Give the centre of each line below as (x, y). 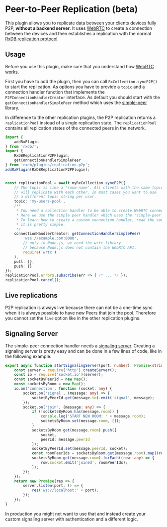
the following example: (28, 356)
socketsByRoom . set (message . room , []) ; (81, 421)
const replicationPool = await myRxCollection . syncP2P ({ (65, 183)
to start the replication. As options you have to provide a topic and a (75, 87)
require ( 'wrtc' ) (40, 252)
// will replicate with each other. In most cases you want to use (85, 192)
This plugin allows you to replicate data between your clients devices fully (81, 23)
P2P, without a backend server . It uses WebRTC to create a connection (79, 28)
